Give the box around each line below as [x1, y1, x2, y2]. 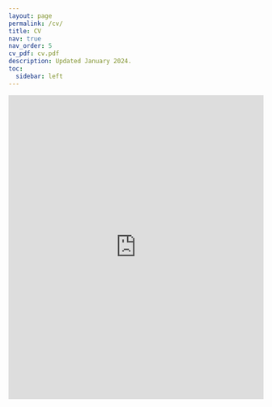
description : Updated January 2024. [8, 58, 132, 66]
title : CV [8, 27, 42, 35]
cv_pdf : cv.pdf [8, 49, 60, 58]
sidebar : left [15, 72, 63, 80]
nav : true [8, 34, 42, 43]
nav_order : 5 [8, 42, 53, 50]
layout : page [8, 11, 53, 20]
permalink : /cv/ [8, 19, 63, 28]
